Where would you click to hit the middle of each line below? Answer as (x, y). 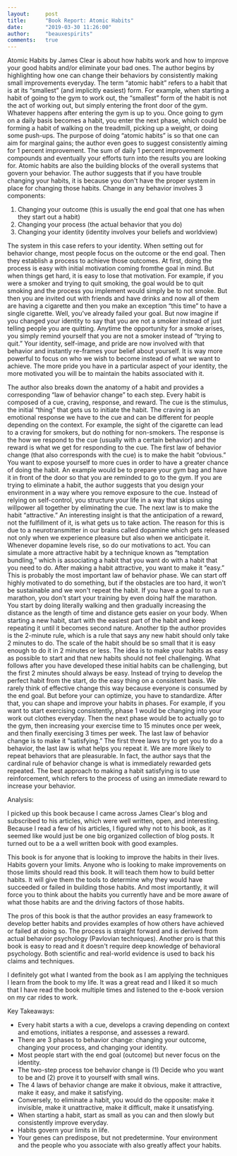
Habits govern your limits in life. (63, 1131)
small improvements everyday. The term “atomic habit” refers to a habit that (117, 83)
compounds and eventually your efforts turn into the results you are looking (117, 158)
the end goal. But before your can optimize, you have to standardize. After (115, 696)
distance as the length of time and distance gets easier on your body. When (117, 613)
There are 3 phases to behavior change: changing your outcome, (112, 1040)
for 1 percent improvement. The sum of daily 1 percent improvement (106, 151)
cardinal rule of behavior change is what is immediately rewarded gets (109, 763)
